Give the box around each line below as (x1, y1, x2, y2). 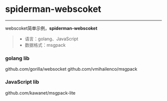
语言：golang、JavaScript (24, 36, 79, 42)
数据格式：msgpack (24, 42, 66, 48)
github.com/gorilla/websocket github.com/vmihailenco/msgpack (5, 66, 138, 72)
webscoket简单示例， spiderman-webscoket (5, 25, 98, 31)
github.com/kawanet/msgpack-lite (5, 90, 76, 96)
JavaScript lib (5, 79, 39, 86)
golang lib (5, 55, 30, 62)
